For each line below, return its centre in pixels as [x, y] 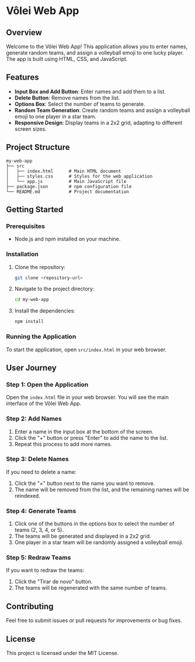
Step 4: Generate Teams [41, 511]
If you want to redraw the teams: [45, 571]
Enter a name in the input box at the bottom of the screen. [84, 432]
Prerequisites [25, 226]
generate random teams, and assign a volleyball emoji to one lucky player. [95, 53]
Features [22, 77]
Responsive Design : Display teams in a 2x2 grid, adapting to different [98, 123]
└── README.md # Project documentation [68, 192]
